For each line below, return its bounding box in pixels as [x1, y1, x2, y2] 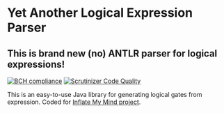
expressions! [7, 58, 65, 70]
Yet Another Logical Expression [7, 5, 193, 21]
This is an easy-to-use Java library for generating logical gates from [7, 91, 202, 98]
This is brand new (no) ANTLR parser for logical [7, 47, 218, 59]
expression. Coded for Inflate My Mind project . [7, 98, 141, 106]
